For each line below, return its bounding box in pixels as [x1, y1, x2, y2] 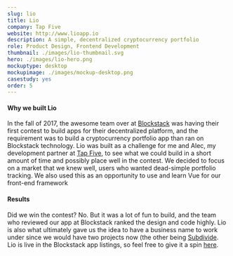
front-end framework [7, 179, 68, 187]
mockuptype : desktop [7, 62, 68, 69]
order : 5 [7, 82, 33, 89]
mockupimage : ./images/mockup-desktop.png [7, 69, 133, 76]
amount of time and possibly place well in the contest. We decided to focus [7, 156, 225, 165]
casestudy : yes [7, 75, 52, 83]
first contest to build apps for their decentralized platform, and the [7, 127, 199, 135]
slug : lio [7, 10, 36, 18]
